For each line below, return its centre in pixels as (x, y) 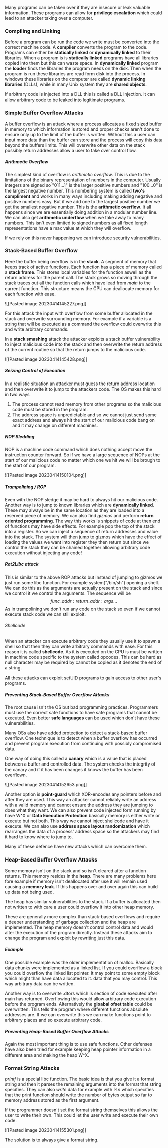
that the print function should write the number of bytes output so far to (79, 1095)
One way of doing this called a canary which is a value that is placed (76, 758)
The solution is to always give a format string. (52, 1140)
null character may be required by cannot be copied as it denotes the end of (84, 662)
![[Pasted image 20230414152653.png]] (46, 784)
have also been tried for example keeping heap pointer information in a (78, 1049)
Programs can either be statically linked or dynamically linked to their (78, 53)
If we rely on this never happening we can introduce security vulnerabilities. (83, 238)
